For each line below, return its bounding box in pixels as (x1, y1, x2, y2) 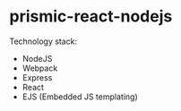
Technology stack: (9, 36, 78, 47)
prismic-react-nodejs (9, 6, 173, 27)
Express (22, 72, 53, 82)
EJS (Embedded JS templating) (22, 91, 138, 102)
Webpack (22, 63, 58, 73)
